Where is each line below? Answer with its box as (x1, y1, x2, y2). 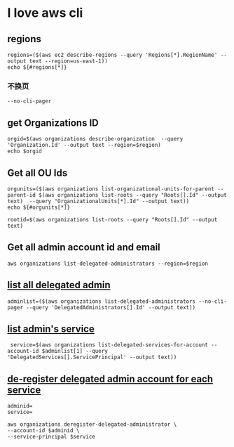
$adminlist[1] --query (41, 348, 109, 355)
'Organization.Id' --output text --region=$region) (7, 142, 161, 149)
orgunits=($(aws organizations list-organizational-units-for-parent (7, 185, 215, 193)
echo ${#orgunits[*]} (7, 204, 71, 211)
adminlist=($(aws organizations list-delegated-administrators (7, 297, 196, 305)
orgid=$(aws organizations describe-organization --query (7, 136, 184, 143)
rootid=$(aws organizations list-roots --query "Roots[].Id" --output (7, 216, 218, 223)
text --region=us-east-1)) (29, 58, 109, 65)
